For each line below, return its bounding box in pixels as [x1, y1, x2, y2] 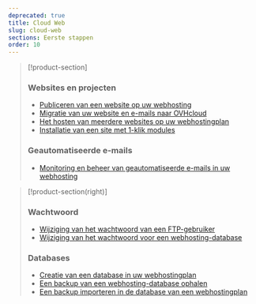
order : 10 [8, 41, 41, 49]
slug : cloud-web [8, 26, 62, 34]
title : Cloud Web [8, 19, 66, 27]
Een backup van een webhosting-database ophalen [39, 279, 208, 288]
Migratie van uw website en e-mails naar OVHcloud [39, 108, 207, 118]
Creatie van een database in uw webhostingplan [39, 270, 197, 280]
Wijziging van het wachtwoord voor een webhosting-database [39, 233, 243, 242]
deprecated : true [8, 11, 66, 20]
